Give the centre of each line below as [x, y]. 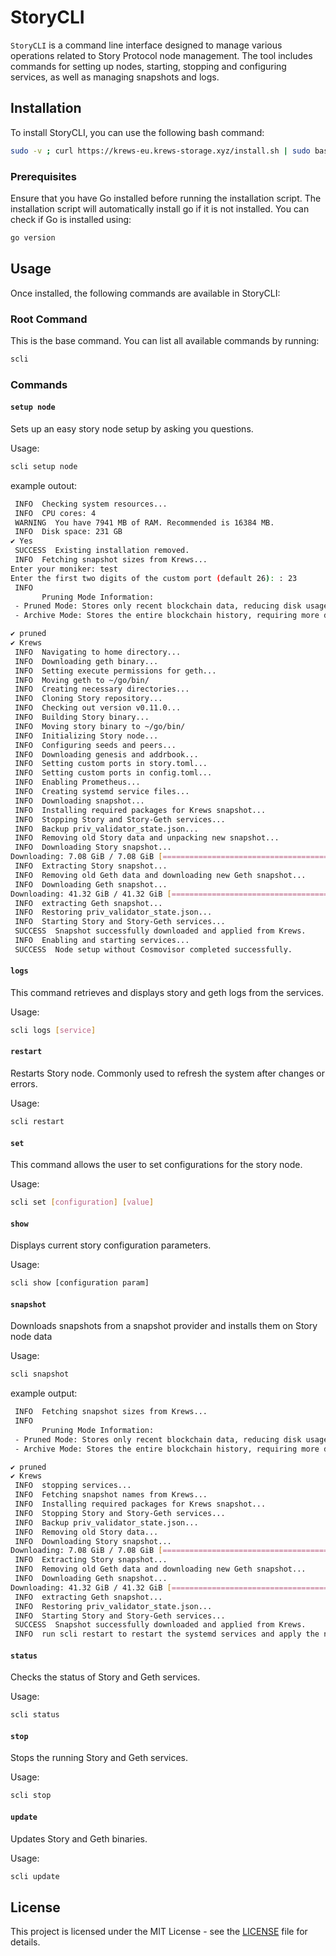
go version [33, 237]
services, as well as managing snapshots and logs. [115, 77]
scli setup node [44, 466]
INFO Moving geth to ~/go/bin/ [82, 680]
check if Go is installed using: [71, 219]
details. [25, 1942]
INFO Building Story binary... [82, 717]
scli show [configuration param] [80, 1283]
